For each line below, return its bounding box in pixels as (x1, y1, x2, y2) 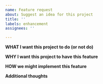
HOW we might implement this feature (5, 63, 87, 69)
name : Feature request (5, 7, 53, 12)
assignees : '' (5, 26, 35, 31)
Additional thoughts (5, 73, 48, 79)
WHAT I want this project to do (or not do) (5, 44, 94, 50)
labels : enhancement (5, 21, 49, 26)
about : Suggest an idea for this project (5, 12, 93, 17)
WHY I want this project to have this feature (5, 53, 98, 60)
